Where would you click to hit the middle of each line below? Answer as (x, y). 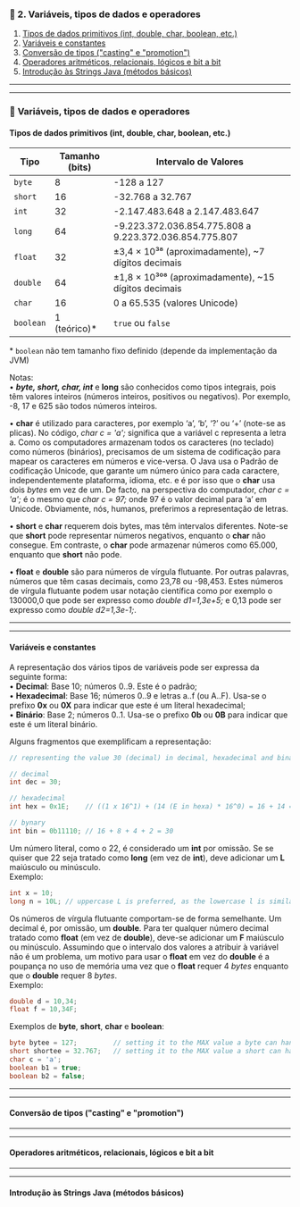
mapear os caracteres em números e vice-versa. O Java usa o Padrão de (144, 461)
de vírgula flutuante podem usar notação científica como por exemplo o (141, 591)
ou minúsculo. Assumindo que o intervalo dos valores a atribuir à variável (144, 947)
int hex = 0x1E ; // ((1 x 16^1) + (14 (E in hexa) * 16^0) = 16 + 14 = (151, 807)
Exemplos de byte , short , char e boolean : (87, 1027)
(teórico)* (76, 329)
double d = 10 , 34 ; (43, 1001)
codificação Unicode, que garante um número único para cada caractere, (144, 471)
